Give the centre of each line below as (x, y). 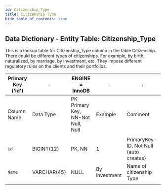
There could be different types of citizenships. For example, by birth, (75, 56)
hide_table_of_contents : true (36, 19)
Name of (137, 166)
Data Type (44, 115)
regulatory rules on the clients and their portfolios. (56, 66)
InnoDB (81, 91)
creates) (137, 158)
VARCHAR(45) (49, 172)
